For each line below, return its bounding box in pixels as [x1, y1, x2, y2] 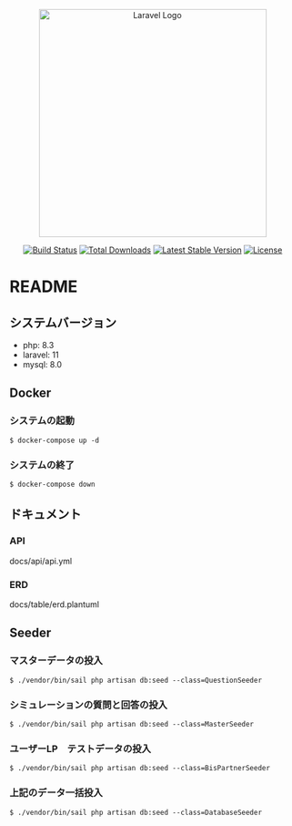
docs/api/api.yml [9, 555, 73, 566]
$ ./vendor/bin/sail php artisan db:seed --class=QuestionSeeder [9, 676, 262, 685]
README [9, 276, 78, 297]
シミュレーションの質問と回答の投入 [9, 698, 168, 711]
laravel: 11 [22, 349, 59, 360]
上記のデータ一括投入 [9, 787, 103, 800]
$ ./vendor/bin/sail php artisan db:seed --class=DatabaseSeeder [9, 808, 262, 817]
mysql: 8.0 [22, 359, 62, 369]
